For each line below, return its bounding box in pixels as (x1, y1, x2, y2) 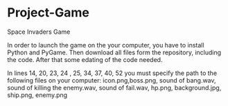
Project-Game (7, 5, 90, 21)
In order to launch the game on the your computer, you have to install (7, 41, 204, 49)
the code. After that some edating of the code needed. (7, 55, 163, 63)
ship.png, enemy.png (7, 91, 68, 99)
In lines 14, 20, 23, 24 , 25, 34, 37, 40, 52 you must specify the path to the (7, 69, 217, 77)
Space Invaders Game (7, 28, 71, 36)
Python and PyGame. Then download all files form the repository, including (7, 48, 222, 56)
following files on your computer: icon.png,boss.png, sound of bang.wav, (7, 76, 216, 84)
